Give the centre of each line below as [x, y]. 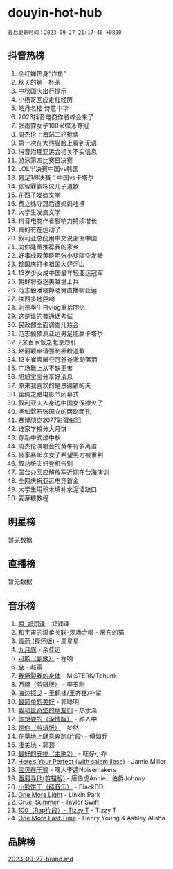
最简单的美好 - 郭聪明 [48, 702]
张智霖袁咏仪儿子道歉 [48, 186]
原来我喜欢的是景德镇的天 [54, 385]
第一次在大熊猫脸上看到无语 [57, 143]
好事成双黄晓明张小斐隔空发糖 [60, 255]
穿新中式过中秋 [39, 437]
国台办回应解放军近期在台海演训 [63, 472]
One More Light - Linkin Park [59, 795]
